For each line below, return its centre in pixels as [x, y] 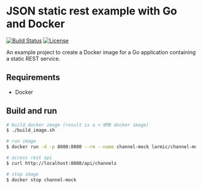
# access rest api [29, 158]
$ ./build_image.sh [31, 131]
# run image [21, 141]
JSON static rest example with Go [92, 11]
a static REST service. [33, 58]
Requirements [33, 77]
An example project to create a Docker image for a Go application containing [101, 52]
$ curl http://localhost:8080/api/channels [62, 163]
